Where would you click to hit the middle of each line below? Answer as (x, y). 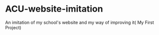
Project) (13, 27)
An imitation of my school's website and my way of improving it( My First (79, 22)
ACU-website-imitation (54, 9)
